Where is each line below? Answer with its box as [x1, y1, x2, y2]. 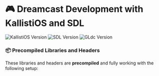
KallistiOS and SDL [5, 17, 84, 29]
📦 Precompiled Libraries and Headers [5, 46, 100, 53]
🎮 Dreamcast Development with [5, 3, 143, 15]
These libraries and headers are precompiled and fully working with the [5, 60, 154, 66]
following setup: [5, 65, 39, 71]
